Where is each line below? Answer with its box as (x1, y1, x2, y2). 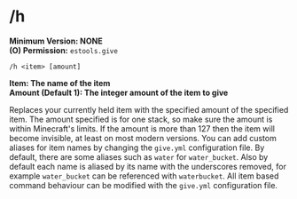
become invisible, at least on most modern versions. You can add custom (9, 132, 277, 143)
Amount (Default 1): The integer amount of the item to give (9, 87, 229, 98)
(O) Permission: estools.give (9, 44, 118, 55)
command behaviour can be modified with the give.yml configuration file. (9, 179, 277, 190)
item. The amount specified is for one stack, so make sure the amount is (9, 114, 273, 124)
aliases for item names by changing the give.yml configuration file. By (9, 142, 265, 153)
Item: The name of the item (9, 77, 111, 88)
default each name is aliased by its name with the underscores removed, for (9, 161, 286, 171)
